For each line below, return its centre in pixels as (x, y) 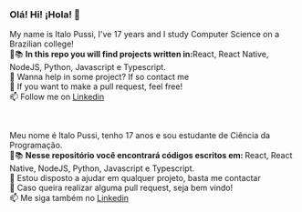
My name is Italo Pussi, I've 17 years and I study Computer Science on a (145, 35)
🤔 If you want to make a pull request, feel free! (96, 86)
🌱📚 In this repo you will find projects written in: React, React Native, (139, 55)
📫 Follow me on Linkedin (57, 97)
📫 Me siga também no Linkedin (69, 198)
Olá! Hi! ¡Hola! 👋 (45, 15)
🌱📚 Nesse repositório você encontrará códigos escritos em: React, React (151, 156)
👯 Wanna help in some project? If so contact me (99, 77)
